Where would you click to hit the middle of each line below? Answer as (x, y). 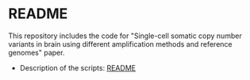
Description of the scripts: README (78, 67)
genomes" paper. (37, 52)
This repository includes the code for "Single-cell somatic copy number (125, 36)
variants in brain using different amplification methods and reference (120, 44)
